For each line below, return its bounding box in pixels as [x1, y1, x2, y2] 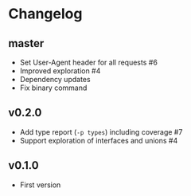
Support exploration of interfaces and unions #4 [19, 135, 178, 145]
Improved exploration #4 [19, 66, 101, 76]
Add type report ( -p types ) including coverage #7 [19, 127, 183, 136]
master [8, 37, 45, 50]
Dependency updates [19, 75, 91, 84]
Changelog [8, 5, 83, 23]
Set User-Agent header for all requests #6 [19, 57, 158, 67]
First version [19, 180, 61, 190]
